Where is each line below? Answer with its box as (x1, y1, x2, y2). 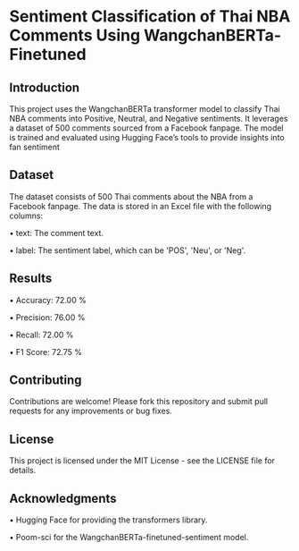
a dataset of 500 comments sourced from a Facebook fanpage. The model (9, 123, 284, 133)
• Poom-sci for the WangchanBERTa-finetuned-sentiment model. (9, 532, 249, 543)
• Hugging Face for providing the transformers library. (9, 514, 208, 525)
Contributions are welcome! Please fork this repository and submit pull (9, 396, 269, 407)
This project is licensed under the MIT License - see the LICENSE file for (9, 455, 275, 466)
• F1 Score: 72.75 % (9, 346, 83, 357)
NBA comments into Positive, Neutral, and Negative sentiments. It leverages (9, 114, 288, 123)
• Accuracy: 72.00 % (9, 294, 87, 305)
